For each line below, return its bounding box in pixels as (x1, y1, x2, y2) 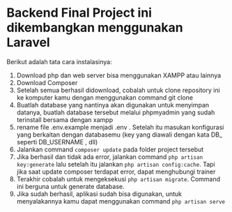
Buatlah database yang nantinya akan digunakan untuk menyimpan (16, 100, 210, 109)
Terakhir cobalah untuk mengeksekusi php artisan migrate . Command (16, 174, 221, 183)
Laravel (6, 35, 50, 50)
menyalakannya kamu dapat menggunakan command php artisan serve (16, 197, 226, 205)
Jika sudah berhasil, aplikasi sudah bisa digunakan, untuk (16, 190, 183, 198)
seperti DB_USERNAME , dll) (16, 137, 98, 146)
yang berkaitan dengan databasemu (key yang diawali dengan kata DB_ (16, 130, 223, 139)
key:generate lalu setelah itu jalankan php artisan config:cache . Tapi (16, 160, 215, 168)
